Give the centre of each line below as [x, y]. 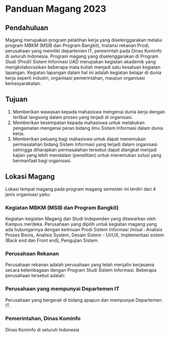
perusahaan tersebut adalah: [35, 276]
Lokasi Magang [30, 177]
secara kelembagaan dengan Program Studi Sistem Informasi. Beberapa [81, 270]
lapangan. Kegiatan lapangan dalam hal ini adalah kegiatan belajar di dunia [83, 73]
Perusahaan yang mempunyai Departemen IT [62, 289]
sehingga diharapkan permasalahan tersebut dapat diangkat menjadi [84, 150]
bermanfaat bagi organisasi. [42, 160]
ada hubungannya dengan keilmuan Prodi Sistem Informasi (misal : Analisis [84, 229]
